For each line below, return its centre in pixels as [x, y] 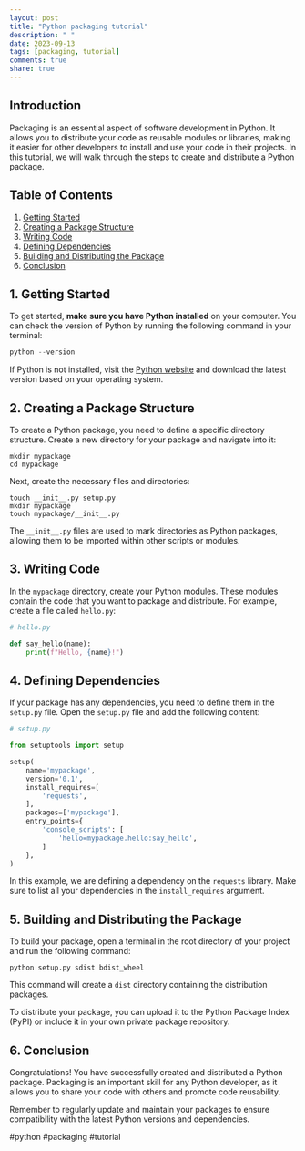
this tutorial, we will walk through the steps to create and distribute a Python [152, 157]
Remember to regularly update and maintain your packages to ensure [140, 1110]
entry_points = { [55, 822]
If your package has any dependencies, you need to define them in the [142, 702]
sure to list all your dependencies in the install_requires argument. [137, 891]
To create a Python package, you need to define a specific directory [137, 430]
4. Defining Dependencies [85, 680]
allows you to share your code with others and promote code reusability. [145, 1092]
